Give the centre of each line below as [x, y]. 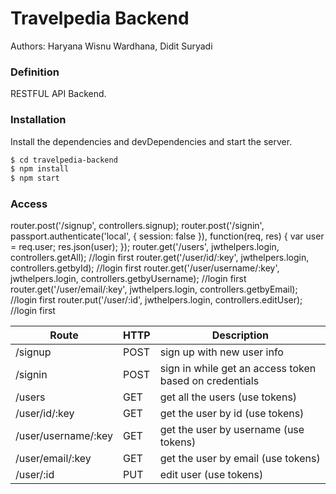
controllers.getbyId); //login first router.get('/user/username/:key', [145, 268]
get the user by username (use [232, 430]
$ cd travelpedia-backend [64, 160]
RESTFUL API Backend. [58, 94]
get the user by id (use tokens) [232, 414]
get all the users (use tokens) [228, 397]
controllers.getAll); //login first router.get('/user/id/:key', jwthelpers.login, [160, 258]
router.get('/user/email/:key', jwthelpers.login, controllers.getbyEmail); [154, 289]
